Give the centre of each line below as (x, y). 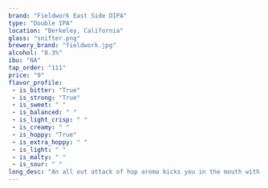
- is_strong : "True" (46, 98)
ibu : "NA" (25, 61)
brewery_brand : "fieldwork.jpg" (62, 46)
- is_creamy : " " (41, 127)
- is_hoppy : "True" (45, 134)
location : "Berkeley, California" (66, 30)
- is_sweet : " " (39, 105)
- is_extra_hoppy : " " (50, 142)
